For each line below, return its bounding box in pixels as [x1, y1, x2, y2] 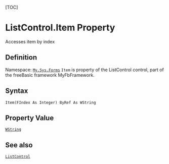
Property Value [5, 114, 54, 122]
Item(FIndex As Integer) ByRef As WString [5, 100, 96, 105]
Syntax [5, 87, 28, 95]
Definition [5, 53, 37, 62]
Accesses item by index [5, 38, 55, 44]
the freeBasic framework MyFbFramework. [5, 72, 95, 78]
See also [5, 141, 33, 149]
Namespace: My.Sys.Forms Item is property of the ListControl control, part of [5, 67, 164, 73]
